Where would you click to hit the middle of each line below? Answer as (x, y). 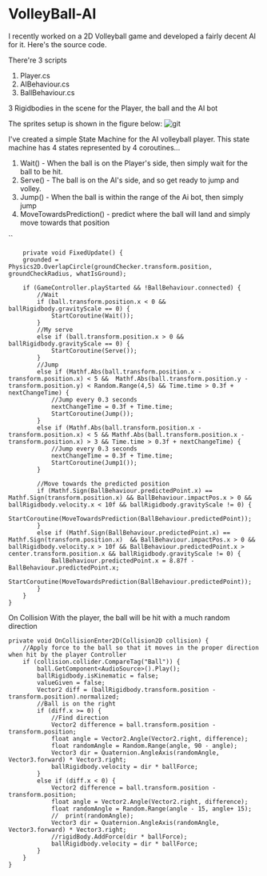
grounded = (41, 260)
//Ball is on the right (76, 704)
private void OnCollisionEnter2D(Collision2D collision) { (109, 641)
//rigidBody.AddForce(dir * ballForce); (119, 837)
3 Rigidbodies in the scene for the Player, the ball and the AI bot (113, 108)
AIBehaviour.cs (45, 84)
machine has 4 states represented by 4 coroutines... (94, 147)
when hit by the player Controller (68, 654)
